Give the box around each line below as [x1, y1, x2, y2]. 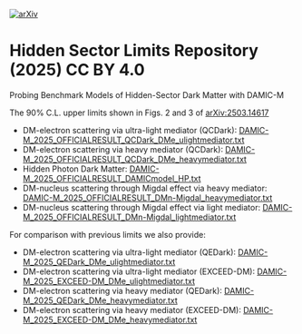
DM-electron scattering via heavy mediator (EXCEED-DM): [22, 304, 242, 315]
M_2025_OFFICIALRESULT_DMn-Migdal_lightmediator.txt [22, 211, 237, 222]
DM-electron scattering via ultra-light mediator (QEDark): [22, 246, 237, 258]
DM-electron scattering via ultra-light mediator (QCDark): [22, 124, 238, 135]
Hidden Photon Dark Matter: [22, 163, 128, 174]
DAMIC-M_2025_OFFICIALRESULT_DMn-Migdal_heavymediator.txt [22, 192, 273, 203]
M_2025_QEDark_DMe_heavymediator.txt [22, 295, 179, 306]
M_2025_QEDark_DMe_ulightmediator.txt [22, 256, 176, 267]
